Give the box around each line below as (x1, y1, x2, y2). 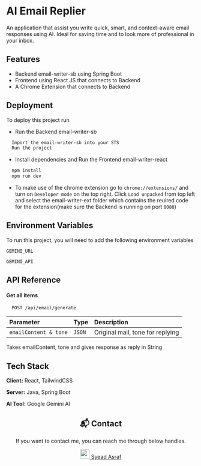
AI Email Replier (6, 4, 86, 18)
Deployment (6, 100, 53, 110)
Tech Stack (6, 361, 49, 371)
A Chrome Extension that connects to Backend (14, 83, 131, 90)
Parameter (9, 318, 40, 327)
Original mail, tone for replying (94, 328, 179, 337)
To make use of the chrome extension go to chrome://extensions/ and (14, 184, 189, 192)
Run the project (11, 145, 52, 151)
